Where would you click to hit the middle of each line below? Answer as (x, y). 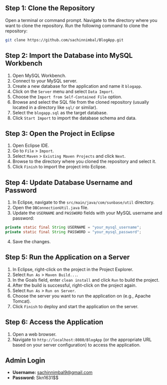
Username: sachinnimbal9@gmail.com (53, 373)
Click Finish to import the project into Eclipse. (60, 167)
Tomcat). (22, 301)
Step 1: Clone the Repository (50, 8)
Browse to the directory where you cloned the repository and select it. (84, 161)
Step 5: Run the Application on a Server (68, 257)
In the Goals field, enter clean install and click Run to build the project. (86, 280)
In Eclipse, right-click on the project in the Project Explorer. (73, 269)
